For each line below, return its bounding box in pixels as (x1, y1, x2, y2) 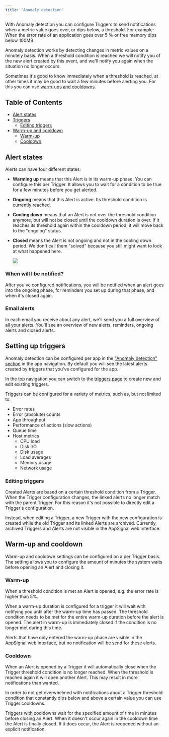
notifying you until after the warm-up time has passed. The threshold (5, 608, 148, 615)
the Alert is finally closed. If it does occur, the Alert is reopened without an (5, 721, 159, 727)
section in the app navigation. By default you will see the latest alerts (5, 360, 147, 366)
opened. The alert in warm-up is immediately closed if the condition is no (5, 620, 157, 626)
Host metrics (12, 433, 39, 439)
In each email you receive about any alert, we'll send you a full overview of (5, 316, 160, 323)
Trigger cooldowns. (5, 700, 46, 706)
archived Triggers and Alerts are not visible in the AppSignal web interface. (5, 525, 161, 531)
